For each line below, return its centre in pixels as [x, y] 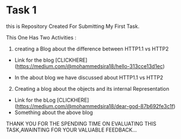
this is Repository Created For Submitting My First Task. [73, 26]
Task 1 [21, 10]
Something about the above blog [54, 112]
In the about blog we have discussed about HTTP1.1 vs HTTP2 [89, 77]
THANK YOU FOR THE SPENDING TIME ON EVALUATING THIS [81, 123]
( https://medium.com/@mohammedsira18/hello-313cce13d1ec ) [89, 66]
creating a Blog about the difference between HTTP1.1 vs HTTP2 [91, 49]
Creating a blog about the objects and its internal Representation [92, 88]
